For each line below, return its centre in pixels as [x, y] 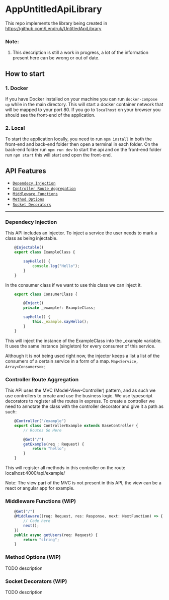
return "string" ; [41, 540]
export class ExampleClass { [45, 252]
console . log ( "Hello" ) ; [56, 266]
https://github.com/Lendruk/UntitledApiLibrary [53, 28]
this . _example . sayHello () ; [60, 322]
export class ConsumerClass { [46, 294]
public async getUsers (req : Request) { [56, 535]
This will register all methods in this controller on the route [65, 468]
